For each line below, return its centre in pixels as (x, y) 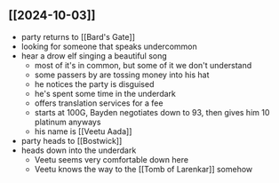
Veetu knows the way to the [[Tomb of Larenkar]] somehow (143, 169)
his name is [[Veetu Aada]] (83, 131)
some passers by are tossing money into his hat (122, 75)
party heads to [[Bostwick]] (72, 140)
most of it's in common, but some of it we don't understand (143, 65)
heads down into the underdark (79, 150)
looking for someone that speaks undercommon (109, 46)
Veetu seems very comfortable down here (111, 159)
